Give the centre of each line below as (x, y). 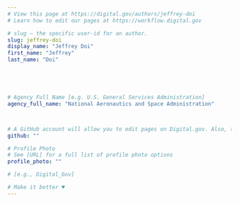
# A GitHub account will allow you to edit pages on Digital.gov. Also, (117, 129)
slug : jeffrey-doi (34, 40)
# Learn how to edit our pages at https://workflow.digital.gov (105, 21)
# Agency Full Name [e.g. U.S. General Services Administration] (106, 97)
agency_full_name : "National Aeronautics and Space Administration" (111, 103)
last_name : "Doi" (33, 60)
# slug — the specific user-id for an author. (78, 33)
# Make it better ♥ (36, 187)
